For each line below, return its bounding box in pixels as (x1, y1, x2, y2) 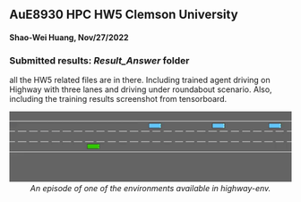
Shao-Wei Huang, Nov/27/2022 (9, 31, 129, 43)
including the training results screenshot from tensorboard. (9, 94, 228, 105)
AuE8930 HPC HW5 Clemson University (9, 7, 239, 22)
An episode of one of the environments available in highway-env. (30, 183, 271, 194)
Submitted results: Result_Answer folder (9, 54, 190, 66)
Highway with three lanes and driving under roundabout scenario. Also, (9, 84, 272, 95)
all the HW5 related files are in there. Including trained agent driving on (9, 75, 271, 86)
